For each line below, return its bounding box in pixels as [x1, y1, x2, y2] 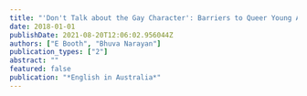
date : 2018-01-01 [9, 22, 76, 31]
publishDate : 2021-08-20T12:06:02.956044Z [9, 30, 174, 39]
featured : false [9, 65, 71, 74]
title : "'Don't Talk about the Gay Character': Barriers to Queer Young [9, 13, 292, 23]
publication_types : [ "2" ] [9, 48, 108, 57]
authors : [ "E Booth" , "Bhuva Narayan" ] [9, 38, 162, 48]
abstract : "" [9, 56, 59, 65]
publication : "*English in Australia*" [9, 73, 162, 82]
